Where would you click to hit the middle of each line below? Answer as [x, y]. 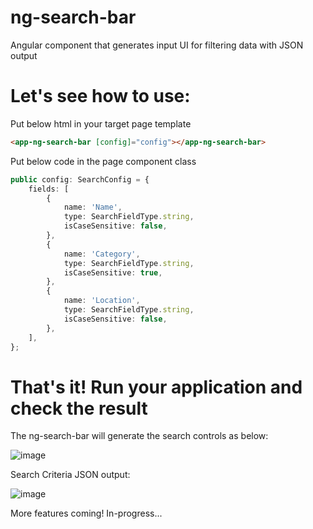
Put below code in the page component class [103, 161]
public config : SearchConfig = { [80, 179]
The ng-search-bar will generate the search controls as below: [139, 436]
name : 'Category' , [102, 254]
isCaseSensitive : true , [113, 272]
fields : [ [49, 189]
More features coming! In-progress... [86, 513]
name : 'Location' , [102, 301]
